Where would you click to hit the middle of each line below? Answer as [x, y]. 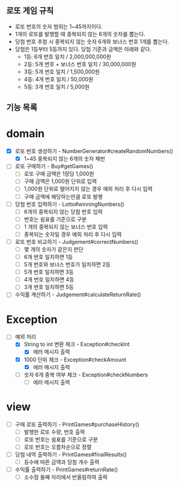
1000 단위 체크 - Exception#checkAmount [75, 360]
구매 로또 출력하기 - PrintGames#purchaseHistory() [77, 424]
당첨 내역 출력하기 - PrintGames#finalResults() [71, 454]
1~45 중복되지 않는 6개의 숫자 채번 [64, 159]
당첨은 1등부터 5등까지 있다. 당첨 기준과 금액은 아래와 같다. [83, 49]
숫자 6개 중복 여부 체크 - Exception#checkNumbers [86, 375]
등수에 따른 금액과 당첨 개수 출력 [62, 462]
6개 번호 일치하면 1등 [48, 257]
